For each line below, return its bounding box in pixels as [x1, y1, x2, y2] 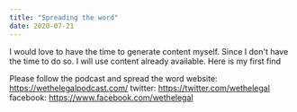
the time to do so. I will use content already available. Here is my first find [9, 56, 282, 66]
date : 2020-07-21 [9, 22, 75, 30]
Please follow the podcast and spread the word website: [9, 73, 218, 83]
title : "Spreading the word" [9, 13, 119, 22]
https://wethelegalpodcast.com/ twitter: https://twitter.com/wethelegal [9, 82, 270, 93]
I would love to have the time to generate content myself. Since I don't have [9, 46, 289, 56]
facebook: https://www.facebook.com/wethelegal [9, 91, 193, 103]
